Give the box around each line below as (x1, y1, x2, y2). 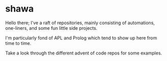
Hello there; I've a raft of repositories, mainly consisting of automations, (5, 20, 155, 26)
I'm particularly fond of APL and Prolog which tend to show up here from (5, 35, 157, 41)
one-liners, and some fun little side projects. (5, 25, 97, 31)
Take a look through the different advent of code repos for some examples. (5, 50, 162, 56)
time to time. (5, 40, 31, 46)
